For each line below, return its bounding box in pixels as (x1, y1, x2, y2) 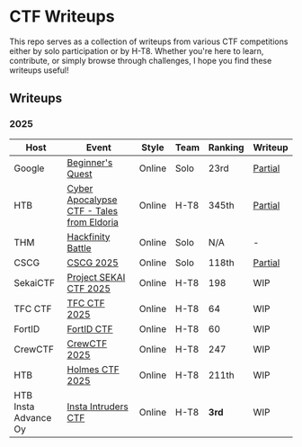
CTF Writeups (9, 6, 115, 27)
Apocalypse (67, 193, 118, 206)
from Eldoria (67, 216, 120, 228)
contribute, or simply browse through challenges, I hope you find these (9, 55, 272, 66)
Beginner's (67, 156, 113, 168)
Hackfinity (67, 230, 111, 243)
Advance (13, 411, 52, 424)
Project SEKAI (67, 271, 126, 283)
